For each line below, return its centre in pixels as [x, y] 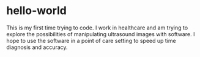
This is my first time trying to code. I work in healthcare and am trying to [97, 28]
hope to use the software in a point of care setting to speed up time [91, 40]
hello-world [37, 11]
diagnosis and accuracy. [37, 47]
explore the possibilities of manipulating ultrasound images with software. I [101, 34]
